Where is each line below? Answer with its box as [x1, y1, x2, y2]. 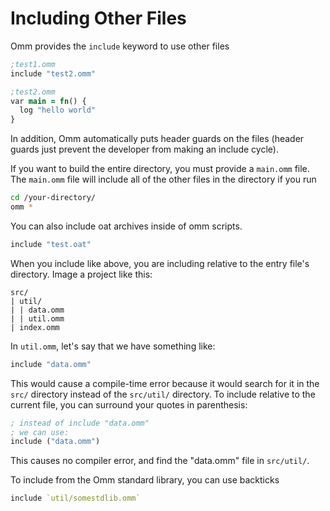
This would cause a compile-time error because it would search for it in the [10, 377, 320, 389]
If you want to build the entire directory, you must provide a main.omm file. [10, 163, 310, 175]
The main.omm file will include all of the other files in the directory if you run [10, 173, 317, 186]
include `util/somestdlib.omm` [10, 493, 141, 504]
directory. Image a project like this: [10, 268, 153, 280]
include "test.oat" [10, 239, 92, 249]
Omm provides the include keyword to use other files [10, 40, 230, 52]
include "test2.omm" [10, 68, 97, 79]
